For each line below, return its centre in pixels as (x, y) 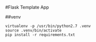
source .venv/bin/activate (33, 30)
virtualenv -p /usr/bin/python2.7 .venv (48, 26)
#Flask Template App (27, 7)
